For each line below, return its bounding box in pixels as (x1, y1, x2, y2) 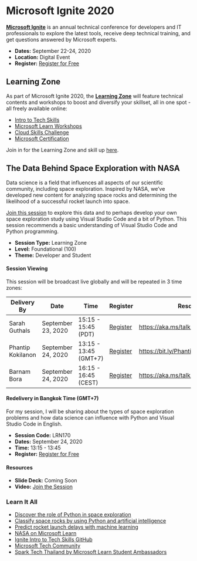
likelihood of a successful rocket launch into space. (6, 198, 130, 205)
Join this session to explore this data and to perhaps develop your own (6, 209, 177, 216)
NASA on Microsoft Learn (14, 530, 77, 537)
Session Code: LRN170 (14, 431, 71, 438)
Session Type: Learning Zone (14, 239, 87, 246)
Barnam (9, 367, 31, 376)
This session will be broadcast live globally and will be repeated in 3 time (6, 278, 182, 285)
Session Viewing (6, 265, 48, 272)
